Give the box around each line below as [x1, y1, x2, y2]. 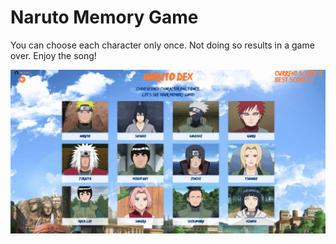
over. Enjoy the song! [10, 49, 97, 61]
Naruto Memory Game [10, 6, 199, 29]
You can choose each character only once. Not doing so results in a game [10, 39, 315, 51]
